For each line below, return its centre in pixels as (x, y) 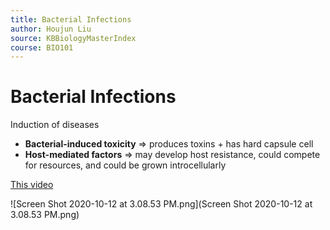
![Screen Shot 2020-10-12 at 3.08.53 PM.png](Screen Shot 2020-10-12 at (161, 204)
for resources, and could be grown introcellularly (125, 165)
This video (32, 185)
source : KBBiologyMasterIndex (73, 38)
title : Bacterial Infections (71, 19)
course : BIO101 (42, 47)
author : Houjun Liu (51, 29)
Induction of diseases (55, 125)
